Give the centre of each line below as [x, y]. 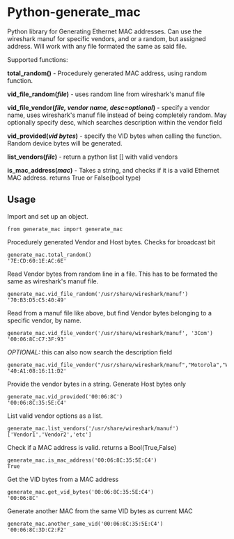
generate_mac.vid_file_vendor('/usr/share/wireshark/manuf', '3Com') [110, 333]
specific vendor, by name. [45, 320]
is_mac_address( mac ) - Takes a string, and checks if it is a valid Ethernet [113, 170]
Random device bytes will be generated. [65, 143]
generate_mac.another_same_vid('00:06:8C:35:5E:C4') [85, 524]
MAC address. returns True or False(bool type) [74, 178]
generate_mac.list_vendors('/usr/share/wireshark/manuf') [93, 428]
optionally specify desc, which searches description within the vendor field [115, 122]
